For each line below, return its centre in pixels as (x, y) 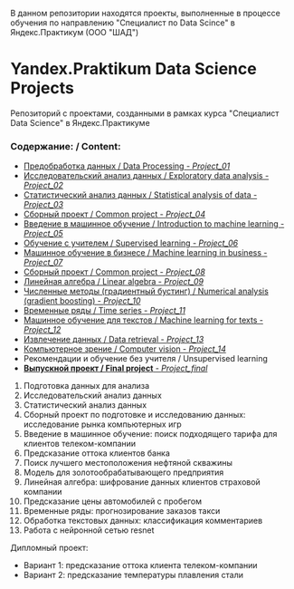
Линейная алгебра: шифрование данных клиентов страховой (142, 482)
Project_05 (43, 234)
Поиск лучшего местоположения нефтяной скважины (128, 463)
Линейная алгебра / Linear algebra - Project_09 (114, 282)
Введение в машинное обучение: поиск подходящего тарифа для (150, 434)
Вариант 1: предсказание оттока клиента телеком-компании (140, 565)
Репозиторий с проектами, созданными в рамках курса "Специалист (145, 113)
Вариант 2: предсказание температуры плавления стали (133, 575)
